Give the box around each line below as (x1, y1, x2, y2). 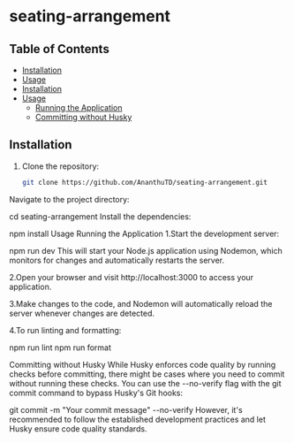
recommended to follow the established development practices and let (9, 414, 267, 424)
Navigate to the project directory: (9, 194, 130, 204)
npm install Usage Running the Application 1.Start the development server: (9, 228, 280, 239)
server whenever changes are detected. (9, 308, 155, 318)
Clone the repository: (21, 161, 100, 172)
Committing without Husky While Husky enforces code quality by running (9, 359, 276, 370)
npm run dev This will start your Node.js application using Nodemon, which (9, 245, 283, 256)
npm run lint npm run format (9, 342, 112, 353)
